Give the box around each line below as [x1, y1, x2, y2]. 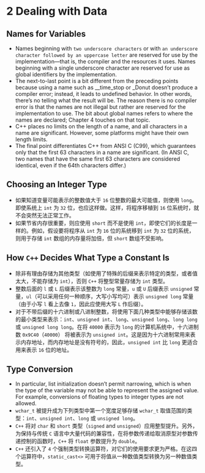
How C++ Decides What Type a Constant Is [6, 252, 170, 263]
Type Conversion [6, 364, 73, 375]
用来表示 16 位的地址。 [15, 346, 72, 353]
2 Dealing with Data [6, 4, 108, 18]
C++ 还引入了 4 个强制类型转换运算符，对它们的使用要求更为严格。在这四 [15, 445, 198, 453]
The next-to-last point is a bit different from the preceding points [15, 78, 179, 84]
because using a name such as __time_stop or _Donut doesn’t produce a [15, 84, 198, 91]
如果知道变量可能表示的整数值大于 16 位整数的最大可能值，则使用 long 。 [15, 196, 198, 204]
